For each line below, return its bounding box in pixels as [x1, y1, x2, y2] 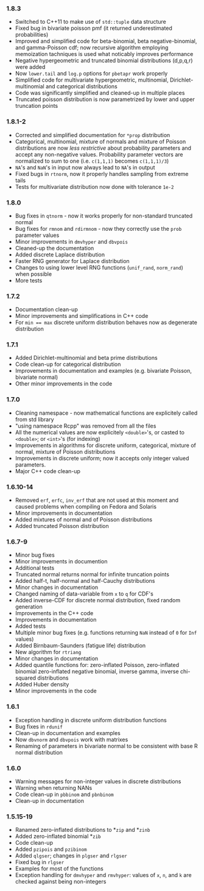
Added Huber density [15, 681, 69, 688]
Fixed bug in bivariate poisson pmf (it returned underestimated [15, 24, 172, 32]
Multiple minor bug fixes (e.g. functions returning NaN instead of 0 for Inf [15, 629, 197, 636]
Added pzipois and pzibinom [15, 845, 87, 853]
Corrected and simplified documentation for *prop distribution [15, 131, 171, 138]
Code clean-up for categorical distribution [15, 361, 121, 368]
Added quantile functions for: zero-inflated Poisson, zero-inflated [15, 661, 180, 669]
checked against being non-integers [15, 878, 107, 886]
